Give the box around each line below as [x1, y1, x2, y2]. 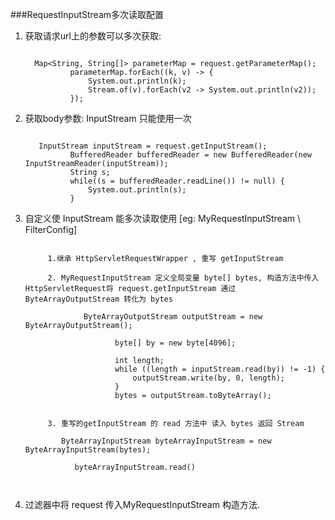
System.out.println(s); [88, 185, 187, 195]
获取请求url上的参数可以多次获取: [24, 30, 162, 42]
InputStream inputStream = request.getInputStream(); [38, 141, 268, 151]
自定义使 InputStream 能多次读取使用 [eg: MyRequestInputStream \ [24, 213, 301, 224]
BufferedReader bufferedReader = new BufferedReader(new [69, 150, 312, 160]
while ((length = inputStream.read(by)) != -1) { [114, 364, 326, 374]
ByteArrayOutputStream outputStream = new [83, 312, 263, 322]
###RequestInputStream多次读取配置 [10, 9, 165, 20]
